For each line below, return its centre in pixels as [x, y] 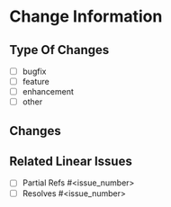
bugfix [34, 71]
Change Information [86, 17]
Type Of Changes [59, 50]
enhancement [48, 92]
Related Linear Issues [71, 162]
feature [36, 82]
